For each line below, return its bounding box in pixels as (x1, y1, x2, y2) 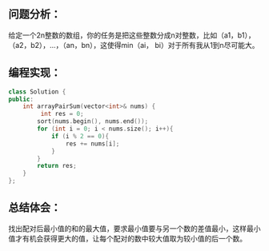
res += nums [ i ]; (65, 139, 120, 148)
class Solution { (8, 87, 66, 96)
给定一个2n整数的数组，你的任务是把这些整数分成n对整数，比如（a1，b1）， (8, 30, 255, 40)
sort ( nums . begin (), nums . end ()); (37, 118, 149, 125)
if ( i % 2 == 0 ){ (50, 132, 110, 140)
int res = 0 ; (40, 110, 84, 118)
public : (8, 95, 34, 103)
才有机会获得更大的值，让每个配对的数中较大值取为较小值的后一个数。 (14, 233, 247, 243)
